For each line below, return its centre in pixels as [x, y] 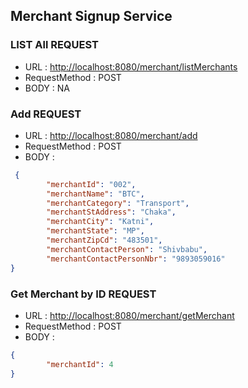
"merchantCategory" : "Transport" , [118, 203]
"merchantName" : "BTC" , [95, 194]
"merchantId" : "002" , [91, 184]
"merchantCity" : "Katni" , [100, 222]
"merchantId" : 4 [80, 364]
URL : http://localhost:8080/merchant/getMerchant [129, 315]
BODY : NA [47, 88]
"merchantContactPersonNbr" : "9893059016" [136, 259]
